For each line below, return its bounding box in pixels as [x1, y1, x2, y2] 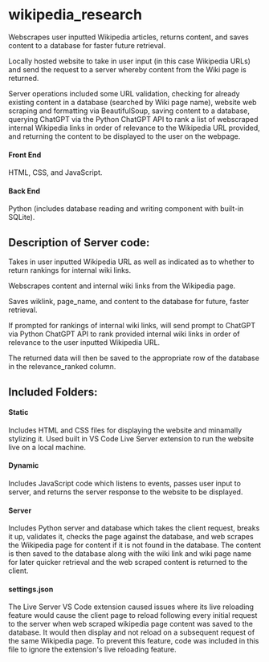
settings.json [8, 584, 54, 594]
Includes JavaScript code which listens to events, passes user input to [8, 478, 241, 488]
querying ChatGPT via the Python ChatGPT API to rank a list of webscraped [8, 114, 259, 124]
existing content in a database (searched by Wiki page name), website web [8, 97, 257, 107]
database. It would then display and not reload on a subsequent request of [8, 627, 255, 637]
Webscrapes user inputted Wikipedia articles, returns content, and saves [8, 32, 249, 42]
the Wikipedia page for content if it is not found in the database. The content [8, 540, 262, 550]
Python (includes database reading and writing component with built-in [8, 204, 244, 213]
